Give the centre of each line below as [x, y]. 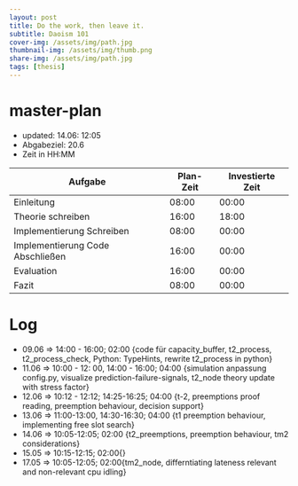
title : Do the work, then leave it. [77, 26]
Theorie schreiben [52, 216]
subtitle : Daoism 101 [49, 34]
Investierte [252, 176]
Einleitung [34, 202]
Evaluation [35, 270]
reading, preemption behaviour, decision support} [113, 405]
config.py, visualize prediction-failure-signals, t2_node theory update [148, 377]
